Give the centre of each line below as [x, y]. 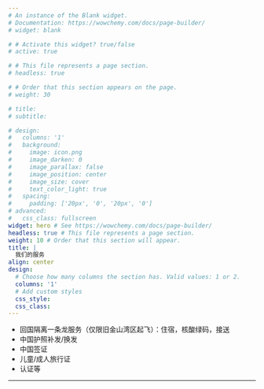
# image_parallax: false [56, 167]
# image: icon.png [45, 153]
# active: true [33, 52]
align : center [31, 262]
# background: [35, 145]
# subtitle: [27, 116]
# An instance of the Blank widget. [68, 15]
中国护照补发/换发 [48, 339]
